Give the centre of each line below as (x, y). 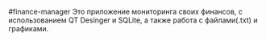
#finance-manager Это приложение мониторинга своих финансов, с (126, 12)
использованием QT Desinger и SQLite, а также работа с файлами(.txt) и (133, 20)
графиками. (29, 29)
